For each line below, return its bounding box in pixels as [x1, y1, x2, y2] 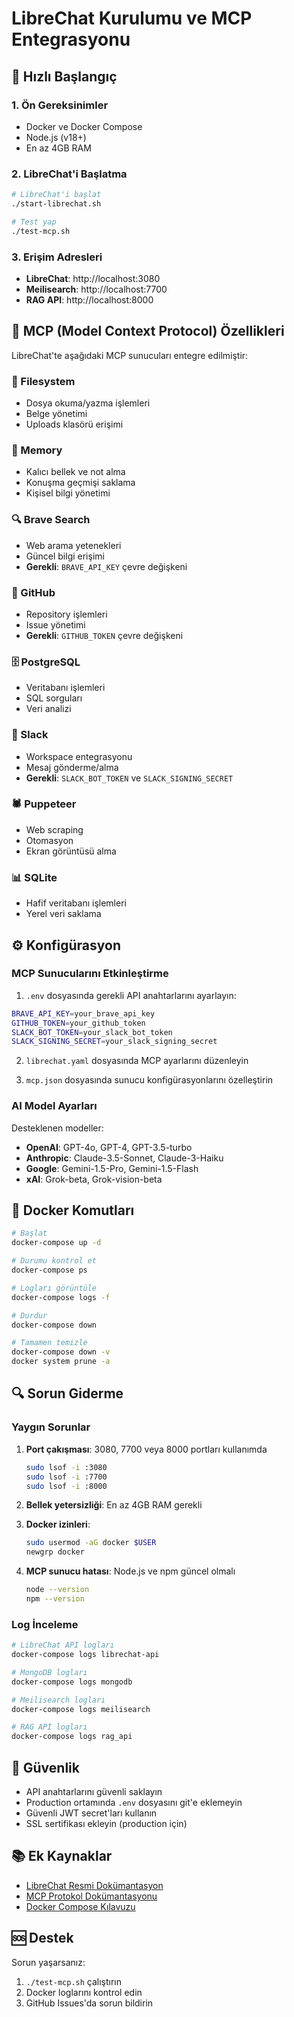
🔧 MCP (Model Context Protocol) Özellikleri [11, 323, 285, 340]
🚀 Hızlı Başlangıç [11, 68, 118, 85]
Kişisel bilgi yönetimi [25, 487, 111, 499]
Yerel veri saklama [25, 908, 102, 920]
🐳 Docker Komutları [11, 1202, 135, 1219]
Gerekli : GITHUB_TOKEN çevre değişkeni [25, 629, 184, 641]
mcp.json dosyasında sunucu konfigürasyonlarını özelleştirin [25, 1074, 274, 1086]
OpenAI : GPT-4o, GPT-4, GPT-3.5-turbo [25, 1141, 193, 1153]
